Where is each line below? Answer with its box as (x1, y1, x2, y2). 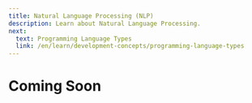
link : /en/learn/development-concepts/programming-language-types (15, 42, 245, 50)
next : (8, 27, 27, 35)
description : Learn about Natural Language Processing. (8, 19, 201, 28)
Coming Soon (8, 77, 101, 96)
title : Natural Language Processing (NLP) (8, 11, 154, 20)
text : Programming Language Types (15, 34, 132, 43)
